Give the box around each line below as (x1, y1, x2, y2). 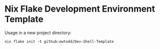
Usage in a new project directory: (4, 30, 72, 35)
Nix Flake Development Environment (4, 3, 155, 15)
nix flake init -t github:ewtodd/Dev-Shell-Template (4, 39, 114, 44)
